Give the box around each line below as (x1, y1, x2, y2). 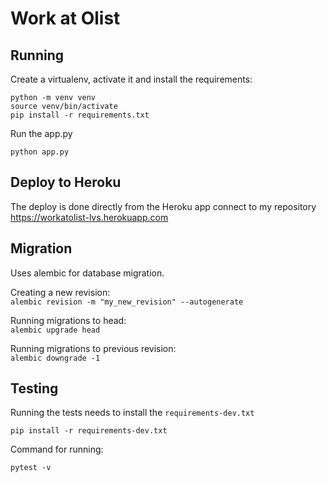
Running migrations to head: (10, 314, 127, 326)
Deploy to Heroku (10, 174, 122, 191)
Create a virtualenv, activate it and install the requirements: (10, 73, 253, 85)
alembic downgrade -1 (10, 353, 101, 363)
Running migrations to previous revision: (10, 342, 177, 354)
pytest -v (10, 463, 52, 473)
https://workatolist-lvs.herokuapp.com (10, 211, 169, 223)
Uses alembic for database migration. (10, 267, 165, 279)
